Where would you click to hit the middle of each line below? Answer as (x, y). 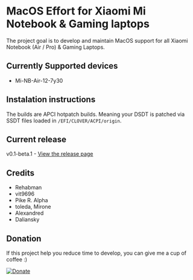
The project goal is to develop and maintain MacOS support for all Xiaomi (97, 40)
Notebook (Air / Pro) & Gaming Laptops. (56, 47)
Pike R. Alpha (31, 200)
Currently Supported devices (62, 66)
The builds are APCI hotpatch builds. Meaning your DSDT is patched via (96, 114)
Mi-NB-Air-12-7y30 (39, 80)
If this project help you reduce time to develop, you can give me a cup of (96, 253)
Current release (36, 139)
